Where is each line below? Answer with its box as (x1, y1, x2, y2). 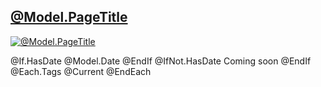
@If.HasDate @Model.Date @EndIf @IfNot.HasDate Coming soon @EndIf (10, 55, 312, 67)
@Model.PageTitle (10, 9, 128, 26)
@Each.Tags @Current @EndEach (10, 65, 152, 77)
